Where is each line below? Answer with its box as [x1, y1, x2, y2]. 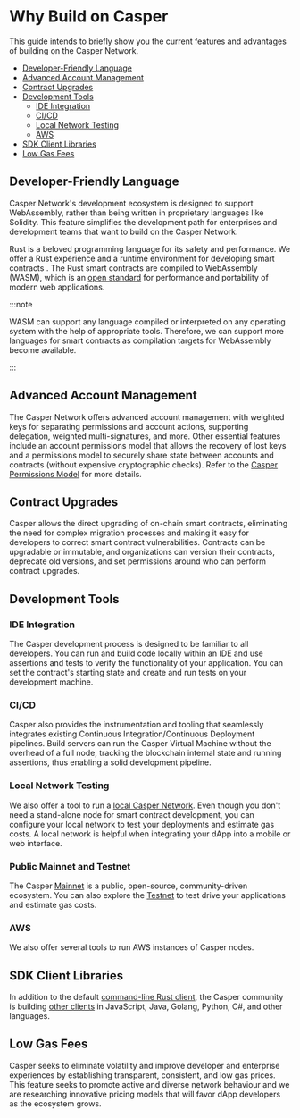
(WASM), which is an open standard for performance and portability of [9, 272, 270, 282]
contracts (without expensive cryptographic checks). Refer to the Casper [9, 458, 279, 470]
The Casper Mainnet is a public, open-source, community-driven [9, 880, 248, 891]
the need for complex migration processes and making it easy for [9, 527, 250, 538]
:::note [9, 298, 33, 309]
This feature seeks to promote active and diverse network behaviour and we [9, 1079, 290, 1089]
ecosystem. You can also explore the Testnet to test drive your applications [9, 889, 286, 900]
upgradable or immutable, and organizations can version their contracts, [9, 547, 275, 558]
